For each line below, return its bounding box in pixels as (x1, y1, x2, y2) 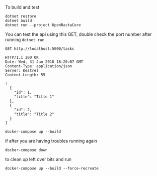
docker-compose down (5, 148, 48, 153)
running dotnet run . (5, 37, 46, 42)
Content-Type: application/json (5, 64, 72, 69)
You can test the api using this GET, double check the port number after (5, 31, 152, 37)
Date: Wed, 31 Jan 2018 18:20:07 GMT (5, 59, 83, 64)
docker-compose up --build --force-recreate (5, 166, 99, 171)
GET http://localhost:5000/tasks (5, 46, 75, 51)
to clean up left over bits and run (5, 157, 72, 162)
